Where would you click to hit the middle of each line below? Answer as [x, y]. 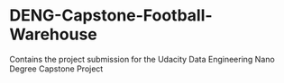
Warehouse [53, 34]
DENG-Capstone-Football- [111, 16]
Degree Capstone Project [56, 69]
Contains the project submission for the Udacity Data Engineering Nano [142, 59]
